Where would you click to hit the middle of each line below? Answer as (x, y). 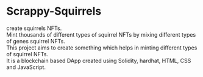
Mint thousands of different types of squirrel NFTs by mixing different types (101, 34)
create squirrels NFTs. (34, 28)
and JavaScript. (26, 67)
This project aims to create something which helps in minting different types (102, 48)
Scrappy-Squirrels (54, 11)
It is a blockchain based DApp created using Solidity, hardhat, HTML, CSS (99, 61)
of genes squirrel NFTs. (36, 41)
